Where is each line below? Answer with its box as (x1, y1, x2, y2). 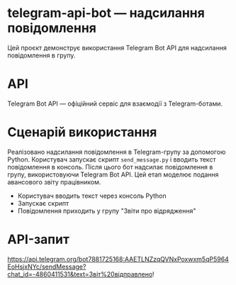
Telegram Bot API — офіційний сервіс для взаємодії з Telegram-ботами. (7, 99, 223, 108)
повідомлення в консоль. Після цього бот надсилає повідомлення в (7, 162, 213, 171)
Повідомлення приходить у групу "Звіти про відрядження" (17, 206, 196, 215)
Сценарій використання (7, 124, 157, 140)
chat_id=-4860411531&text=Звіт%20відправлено (7, 269, 153, 278)
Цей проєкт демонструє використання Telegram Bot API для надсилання (7, 43, 227, 52)
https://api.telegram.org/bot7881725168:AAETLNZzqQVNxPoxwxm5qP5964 (7, 255, 229, 263)
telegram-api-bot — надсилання (7, 5, 206, 21)
